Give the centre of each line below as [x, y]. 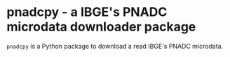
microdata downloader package [101, 27]
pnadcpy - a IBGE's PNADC [87, 12]
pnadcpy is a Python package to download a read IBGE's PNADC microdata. [115, 46]
